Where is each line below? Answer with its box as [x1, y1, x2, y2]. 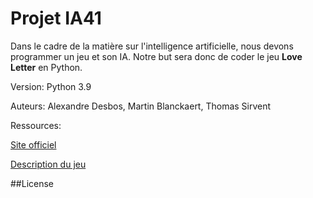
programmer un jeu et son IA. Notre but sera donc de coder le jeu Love [10, 50, 303, 62]
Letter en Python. [10, 61, 83, 73]
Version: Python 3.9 [10, 80, 92, 92]
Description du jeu [10, 158, 87, 170]
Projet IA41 [10, 7, 102, 30]
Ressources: [10, 119, 62, 131]
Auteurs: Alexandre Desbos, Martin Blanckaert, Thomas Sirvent [10, 100, 272, 112]
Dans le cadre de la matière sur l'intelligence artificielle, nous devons [10, 40, 294, 52]
